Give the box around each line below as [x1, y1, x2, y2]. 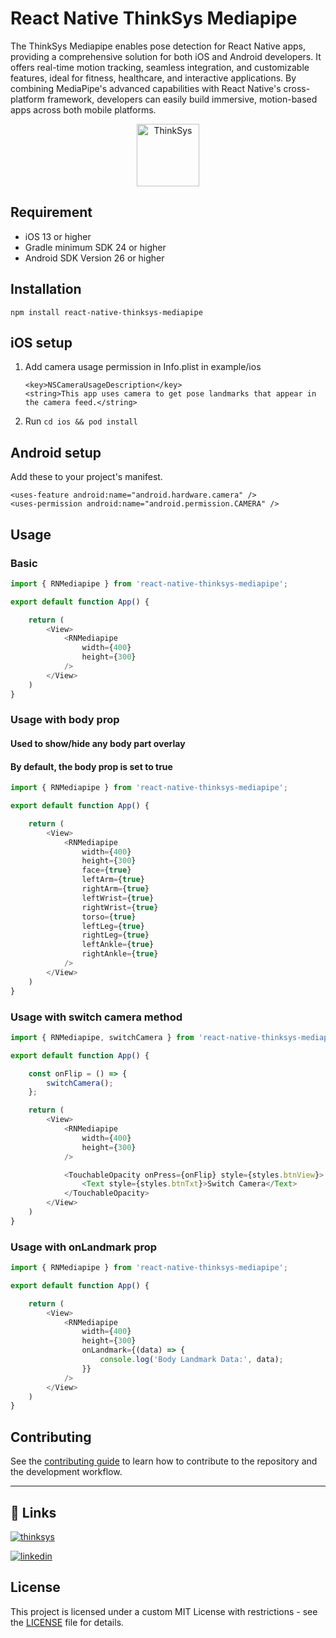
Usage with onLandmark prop [10, 1240, 158, 1254]
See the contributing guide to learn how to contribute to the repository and [10, 1455, 318, 1467]
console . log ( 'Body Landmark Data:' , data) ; [99, 1355, 284, 1365]
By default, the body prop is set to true [10, 760, 173, 772]
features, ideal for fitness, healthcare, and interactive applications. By [10, 72, 297, 84]
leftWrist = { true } [81, 893, 155, 903]
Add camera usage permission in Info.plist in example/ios [24, 361, 262, 373]
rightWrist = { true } [81, 902, 159, 912]
